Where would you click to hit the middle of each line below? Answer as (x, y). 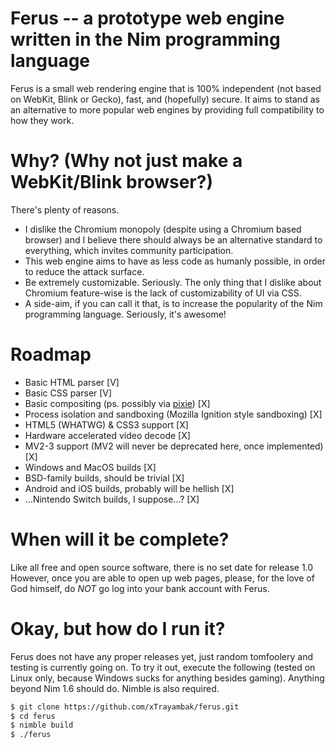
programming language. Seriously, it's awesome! (125, 314)
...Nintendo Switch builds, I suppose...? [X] (112, 499)
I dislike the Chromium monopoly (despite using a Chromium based (163, 229)
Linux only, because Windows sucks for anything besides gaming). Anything (167, 678)
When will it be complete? (120, 539)
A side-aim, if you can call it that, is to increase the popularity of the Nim (173, 303)
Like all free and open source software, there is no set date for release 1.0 (162, 567)
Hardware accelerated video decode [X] (107, 435)
